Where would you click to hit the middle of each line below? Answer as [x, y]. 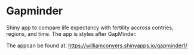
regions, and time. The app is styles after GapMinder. [72, 33]
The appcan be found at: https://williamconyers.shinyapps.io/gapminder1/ [97, 45]
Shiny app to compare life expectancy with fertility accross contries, [90, 27]
